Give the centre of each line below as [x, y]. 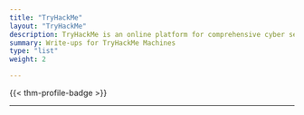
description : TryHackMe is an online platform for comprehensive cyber [147, 34]
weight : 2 [28, 59]
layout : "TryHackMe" [48, 26]
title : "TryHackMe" [46, 18]
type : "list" [34, 51]
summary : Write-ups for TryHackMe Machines [93, 43]
